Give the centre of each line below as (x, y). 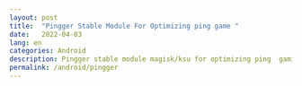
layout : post (34, 17)
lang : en (26, 43)
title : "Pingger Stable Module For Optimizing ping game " (124, 26)
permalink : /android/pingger (64, 68)
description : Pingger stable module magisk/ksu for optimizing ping (140, 59)
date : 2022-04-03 (46, 34)
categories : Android (48, 51)
